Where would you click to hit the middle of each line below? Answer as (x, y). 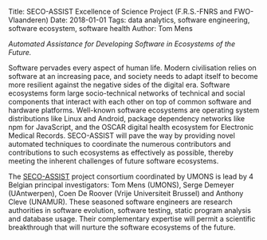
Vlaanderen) (29, 20)
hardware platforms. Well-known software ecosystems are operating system (134, 110)
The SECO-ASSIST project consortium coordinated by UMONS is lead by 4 (131, 176)
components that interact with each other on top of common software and (130, 102)
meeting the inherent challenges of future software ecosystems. (114, 161)
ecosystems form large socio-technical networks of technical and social (127, 93)
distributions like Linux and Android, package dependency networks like (127, 118)
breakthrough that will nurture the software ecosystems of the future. (122, 227)
